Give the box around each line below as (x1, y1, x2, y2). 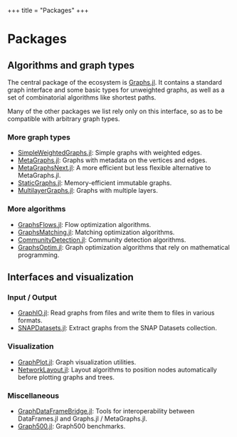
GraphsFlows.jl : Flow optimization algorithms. (17, 220, 152, 228)
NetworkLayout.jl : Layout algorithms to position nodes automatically (17, 365, 217, 374)
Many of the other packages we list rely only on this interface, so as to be (7, 107, 223, 115)
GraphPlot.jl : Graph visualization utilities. (17, 357, 137, 366)
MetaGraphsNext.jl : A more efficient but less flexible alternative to (17, 164, 211, 172)
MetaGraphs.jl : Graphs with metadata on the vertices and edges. (17, 156, 208, 164)
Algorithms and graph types (7, 59, 135, 71)
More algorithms (7, 204, 66, 214)
